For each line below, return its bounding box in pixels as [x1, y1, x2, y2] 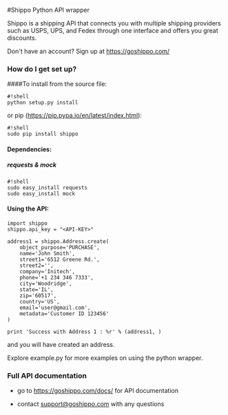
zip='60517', [19, 292, 57, 299]
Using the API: [7, 204, 50, 213]
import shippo [7, 220, 48, 227]
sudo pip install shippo [7, 131, 79, 138]
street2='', [19, 262, 54, 269]
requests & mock [7, 161, 57, 169]
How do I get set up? [7, 64, 77, 74]
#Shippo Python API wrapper [7, 6, 90, 14]
